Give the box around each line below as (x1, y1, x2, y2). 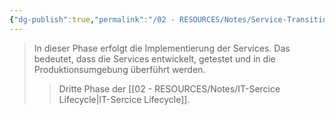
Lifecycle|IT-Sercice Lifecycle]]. (58, 93, 191, 105)
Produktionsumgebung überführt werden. (33, 63, 206, 75)
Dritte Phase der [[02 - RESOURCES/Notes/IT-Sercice (58, 82, 281, 95)
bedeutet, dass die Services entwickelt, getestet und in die (33, 52, 276, 65)
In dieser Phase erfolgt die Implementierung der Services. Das (33, 42, 291, 54)
